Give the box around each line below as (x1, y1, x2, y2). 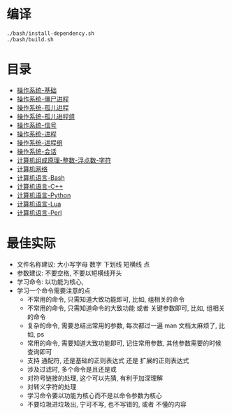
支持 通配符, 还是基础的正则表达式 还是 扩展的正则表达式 (27, 356, 189, 365)
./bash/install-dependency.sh (6, 29, 95, 37)
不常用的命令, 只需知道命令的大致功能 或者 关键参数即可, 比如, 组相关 (27, 304, 225, 312)
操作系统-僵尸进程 (16, 94, 69, 103)
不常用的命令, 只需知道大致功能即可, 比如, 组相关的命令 (27, 295, 185, 303)
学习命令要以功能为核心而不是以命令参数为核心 (27, 391, 162, 400)
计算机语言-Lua (16, 199, 61, 208)
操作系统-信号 (16, 120, 57, 129)
